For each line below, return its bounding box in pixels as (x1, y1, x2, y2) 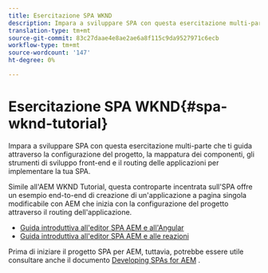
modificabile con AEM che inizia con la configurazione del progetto (8, 199, 229, 208)
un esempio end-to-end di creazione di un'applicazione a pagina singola (8, 190, 247, 200)
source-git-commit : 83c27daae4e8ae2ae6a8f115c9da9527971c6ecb (8, 34, 219, 42)
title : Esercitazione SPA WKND (8, 11, 112, 20)
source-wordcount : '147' (8, 49, 91, 57)
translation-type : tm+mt (8, 26, 91, 34)
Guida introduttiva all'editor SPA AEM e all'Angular (19, 223, 185, 232)
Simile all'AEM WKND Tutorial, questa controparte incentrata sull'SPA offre (8, 181, 253, 192)
